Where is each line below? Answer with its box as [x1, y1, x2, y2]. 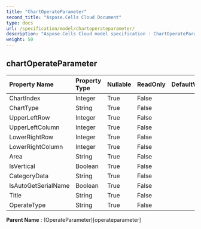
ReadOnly [136, 80, 166, 88]
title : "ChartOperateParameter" [6, 8, 87, 15]
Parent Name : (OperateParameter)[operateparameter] [6, 216, 142, 223]
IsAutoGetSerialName [9, 181, 70, 190]
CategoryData [9, 172, 49, 180]
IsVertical [9, 162, 36, 170]
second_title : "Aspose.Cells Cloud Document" [6, 14, 121, 20]
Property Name [9, 80, 54, 88]
